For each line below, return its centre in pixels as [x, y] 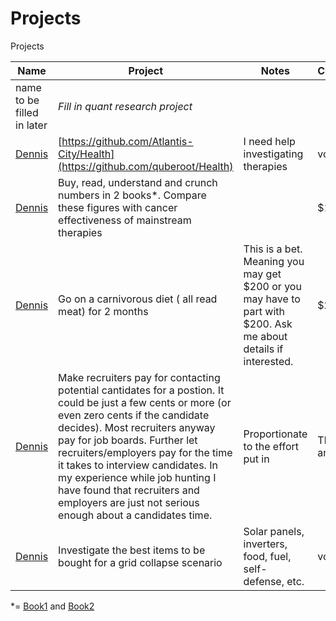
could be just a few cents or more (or [145, 402]
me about [265, 336]
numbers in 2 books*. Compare [132, 195]
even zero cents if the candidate [134, 415]
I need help [269, 141]
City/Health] [86, 154]
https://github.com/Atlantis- [127, 141]
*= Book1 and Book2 [52, 606]
